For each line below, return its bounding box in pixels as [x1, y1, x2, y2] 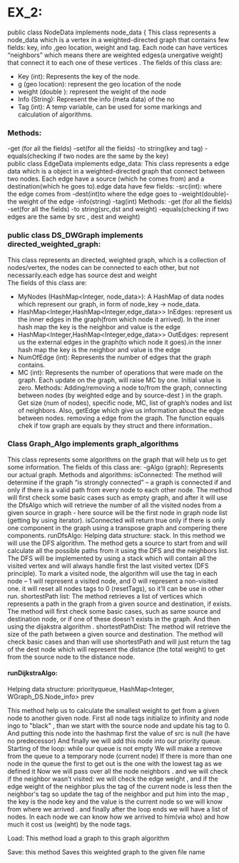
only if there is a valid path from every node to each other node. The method [7, 485, 233, 494]
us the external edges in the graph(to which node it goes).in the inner [17, 337, 222, 346]
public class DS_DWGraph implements [7, 230, 144, 240]
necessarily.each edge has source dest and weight [7, 271, 157, 279]
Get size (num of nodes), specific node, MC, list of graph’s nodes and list [17, 398, 233, 407]
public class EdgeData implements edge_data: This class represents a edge [7, 159, 230, 168]
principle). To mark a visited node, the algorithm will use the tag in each [7, 569, 218, 577]
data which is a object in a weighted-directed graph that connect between [7, 167, 225, 176]
